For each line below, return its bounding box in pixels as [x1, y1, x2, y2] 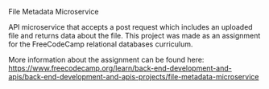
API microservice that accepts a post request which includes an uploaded [8, 22, 253, 31]
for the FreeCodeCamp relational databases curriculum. [8, 39, 193, 49]
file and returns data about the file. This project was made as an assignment [8, 31, 261, 40]
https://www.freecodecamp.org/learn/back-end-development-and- [8, 63, 232, 73]
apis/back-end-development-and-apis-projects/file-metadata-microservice [8, 72, 259, 81]
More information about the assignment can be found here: [8, 55, 205, 64]
